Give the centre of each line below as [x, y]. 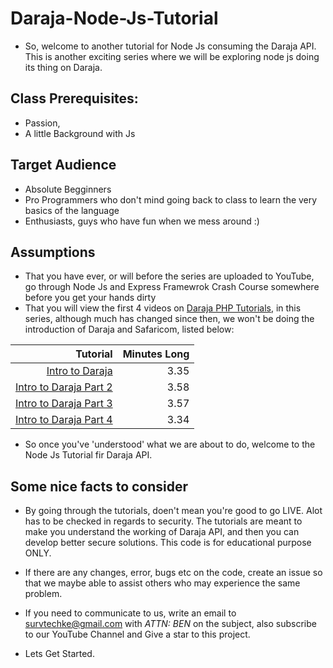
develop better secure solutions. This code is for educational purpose [168, 543]
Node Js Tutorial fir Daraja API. [88, 455]
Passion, [42, 123]
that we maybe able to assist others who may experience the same [162, 583]
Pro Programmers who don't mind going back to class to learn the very [171, 199]
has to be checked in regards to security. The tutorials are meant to [163, 521]
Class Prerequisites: [74, 98]
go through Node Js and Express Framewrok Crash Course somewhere [172, 287]
